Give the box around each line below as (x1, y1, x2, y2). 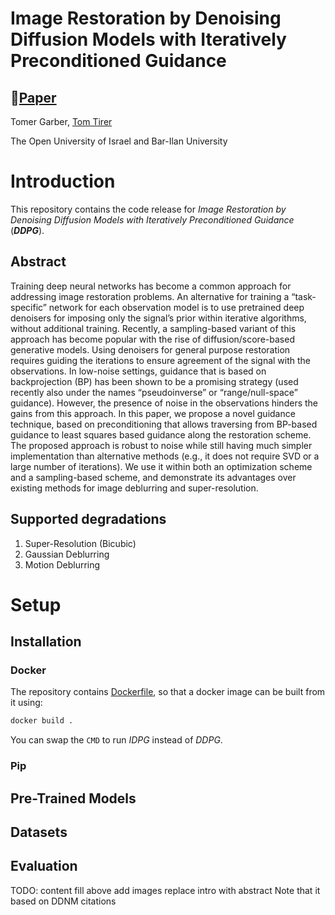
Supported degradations (10, 511, 167, 528)
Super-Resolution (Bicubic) (24, 537, 137, 549)
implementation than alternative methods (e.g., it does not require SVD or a (10, 450, 320, 462)
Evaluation (10, 858, 78, 875)
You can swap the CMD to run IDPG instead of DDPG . (10, 734, 223, 746)
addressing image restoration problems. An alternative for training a (10, 290, 290, 302)
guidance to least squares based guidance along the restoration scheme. (10, 428, 312, 441)
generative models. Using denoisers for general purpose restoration (10, 343, 291, 356)
